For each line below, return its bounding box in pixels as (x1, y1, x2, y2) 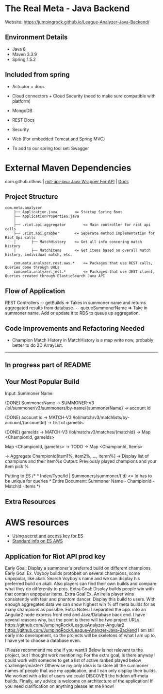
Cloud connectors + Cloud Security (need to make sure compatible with (12, 93, 156, 99)
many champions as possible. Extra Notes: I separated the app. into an (5, 607, 147, 613)
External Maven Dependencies (5, 162, 131, 173)
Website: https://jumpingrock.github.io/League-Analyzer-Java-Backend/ (5, 19, 149, 25)
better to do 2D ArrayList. (12, 342, 63, 348)
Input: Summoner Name (5, 391, 53, 396)
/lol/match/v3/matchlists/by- (72, 414, 130, 420)
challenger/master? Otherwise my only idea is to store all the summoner (5, 663, 149, 669)
